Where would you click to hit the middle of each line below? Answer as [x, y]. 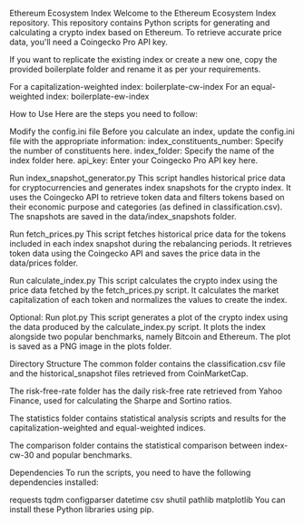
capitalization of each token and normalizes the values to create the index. [148, 300]
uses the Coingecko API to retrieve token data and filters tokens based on [147, 197]
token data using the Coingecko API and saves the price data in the [135, 253]
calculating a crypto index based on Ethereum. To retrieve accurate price [146, 32]
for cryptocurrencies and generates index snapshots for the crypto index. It [151, 188]
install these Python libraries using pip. [82, 509]
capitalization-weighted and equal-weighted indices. [108, 428]
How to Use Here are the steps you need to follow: [103, 114]
